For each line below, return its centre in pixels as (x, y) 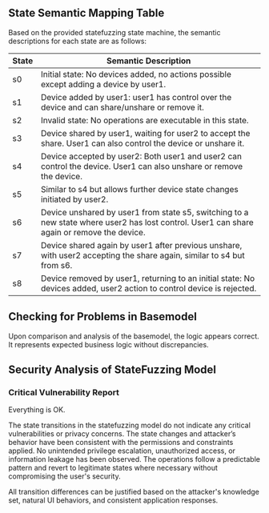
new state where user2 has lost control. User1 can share (147, 222)
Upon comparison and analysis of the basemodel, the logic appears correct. (134, 336)
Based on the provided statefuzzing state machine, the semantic (115, 32)
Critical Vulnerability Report (64, 392)
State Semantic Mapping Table (86, 13)
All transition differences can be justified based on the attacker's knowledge (134, 492)
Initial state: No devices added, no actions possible (136, 74)
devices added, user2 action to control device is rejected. (149, 288)
